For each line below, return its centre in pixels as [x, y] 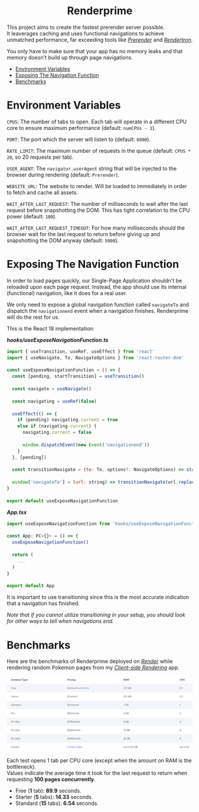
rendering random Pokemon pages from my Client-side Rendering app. [93, 667]
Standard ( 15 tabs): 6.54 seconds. [57, 803]
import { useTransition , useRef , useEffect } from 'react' [81, 351]
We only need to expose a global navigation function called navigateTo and [98, 304]
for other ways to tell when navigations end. [60, 621]
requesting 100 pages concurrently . [51, 779]
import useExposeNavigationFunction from [58, 523]
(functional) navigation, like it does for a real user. [67, 293]
